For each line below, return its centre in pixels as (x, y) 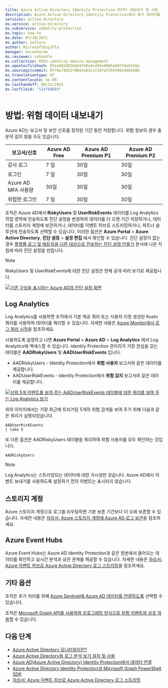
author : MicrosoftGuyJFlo (32, 47)
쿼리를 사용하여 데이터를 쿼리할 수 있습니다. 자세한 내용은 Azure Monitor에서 (80, 323)
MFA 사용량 (20, 190)
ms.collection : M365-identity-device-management (57, 61)
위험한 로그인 (22, 200)
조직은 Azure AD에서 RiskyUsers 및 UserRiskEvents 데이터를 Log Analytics (82, 213)
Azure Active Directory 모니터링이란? (50, 649)
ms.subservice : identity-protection (43, 29)
